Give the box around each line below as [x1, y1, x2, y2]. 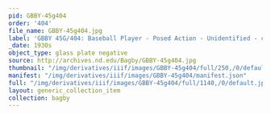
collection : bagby [8, 94, 70, 102]
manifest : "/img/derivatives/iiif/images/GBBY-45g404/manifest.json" [8, 71, 248, 79]
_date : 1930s [8, 42, 52, 50]
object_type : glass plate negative [8, 49, 128, 57]
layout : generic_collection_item [8, 86, 121, 95]
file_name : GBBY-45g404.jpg [8, 26, 103, 35]
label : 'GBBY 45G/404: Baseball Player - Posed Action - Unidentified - [8, 34, 258, 43]
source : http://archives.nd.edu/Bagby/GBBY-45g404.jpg [8, 57, 197, 65]
